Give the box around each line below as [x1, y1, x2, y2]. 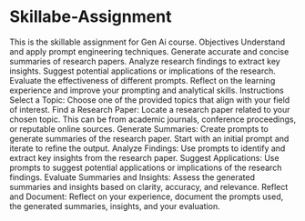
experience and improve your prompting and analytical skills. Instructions [9, 85, 285, 95]
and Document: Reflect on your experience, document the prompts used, [9, 191, 284, 202]
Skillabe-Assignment [9, 6, 172, 27]
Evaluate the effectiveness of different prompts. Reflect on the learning [9, 75, 276, 85]
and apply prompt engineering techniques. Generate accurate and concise [9, 45, 290, 56]
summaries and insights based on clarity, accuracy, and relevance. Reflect [9, 181, 289, 192]
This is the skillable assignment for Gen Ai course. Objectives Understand [9, 36, 286, 47]
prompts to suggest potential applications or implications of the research [9, 162, 282, 173]
